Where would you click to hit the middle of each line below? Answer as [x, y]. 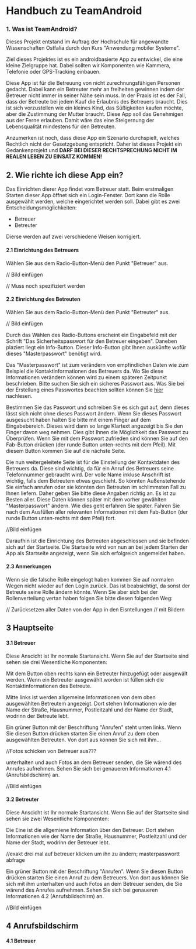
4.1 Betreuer [21, 941]
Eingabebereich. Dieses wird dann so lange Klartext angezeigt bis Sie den [95, 426]
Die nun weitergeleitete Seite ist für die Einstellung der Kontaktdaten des [93, 462]
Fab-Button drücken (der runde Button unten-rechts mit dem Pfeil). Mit [91, 444]
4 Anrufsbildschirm [42, 926]
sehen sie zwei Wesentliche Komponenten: [58, 819]
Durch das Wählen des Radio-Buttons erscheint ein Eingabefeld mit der [91, 335]
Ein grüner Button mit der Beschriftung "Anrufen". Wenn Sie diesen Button [95, 871]
